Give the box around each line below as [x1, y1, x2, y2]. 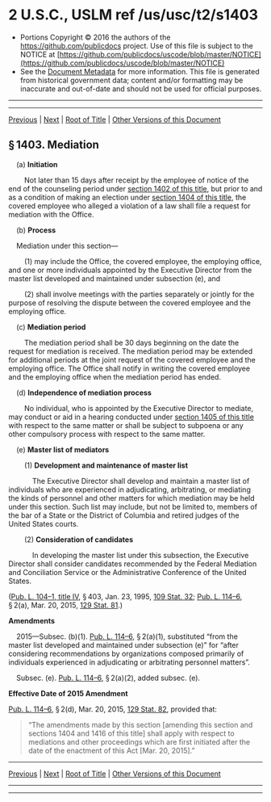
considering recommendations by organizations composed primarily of [8, 649, 244, 658]
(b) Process [15, 225, 56, 235]
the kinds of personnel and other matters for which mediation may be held [8, 493, 256, 502]
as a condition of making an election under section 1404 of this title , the [8, 192, 247, 202]
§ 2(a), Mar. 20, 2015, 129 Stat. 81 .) [8, 600, 123, 610]
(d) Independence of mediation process [15, 388, 152, 397]
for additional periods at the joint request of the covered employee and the [8, 355, 256, 364]
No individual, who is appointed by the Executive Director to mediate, [23, 403, 254, 413]
